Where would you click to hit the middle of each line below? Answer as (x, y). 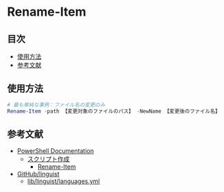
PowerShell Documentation (55, 151)
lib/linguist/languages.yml (64, 181)
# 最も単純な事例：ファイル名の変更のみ (56, 105)
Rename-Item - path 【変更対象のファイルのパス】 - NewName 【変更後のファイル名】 (114, 111)
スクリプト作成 (48, 159)
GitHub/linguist (38, 174)
